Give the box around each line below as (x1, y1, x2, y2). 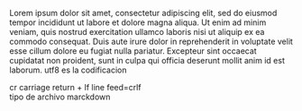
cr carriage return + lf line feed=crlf (9, 82, 142, 92)
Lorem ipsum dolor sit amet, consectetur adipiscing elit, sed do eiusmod (9, 8, 278, 18)
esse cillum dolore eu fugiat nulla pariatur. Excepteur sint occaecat (9, 46, 257, 56)
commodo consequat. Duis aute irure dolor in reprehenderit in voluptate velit (9, 36, 293, 47)
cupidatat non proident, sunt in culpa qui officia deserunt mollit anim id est (9, 55, 286, 65)
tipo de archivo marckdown (9, 91, 111, 102)
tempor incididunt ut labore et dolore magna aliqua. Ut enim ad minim (9, 17, 267, 28)
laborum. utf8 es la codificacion (9, 64, 127, 75)
